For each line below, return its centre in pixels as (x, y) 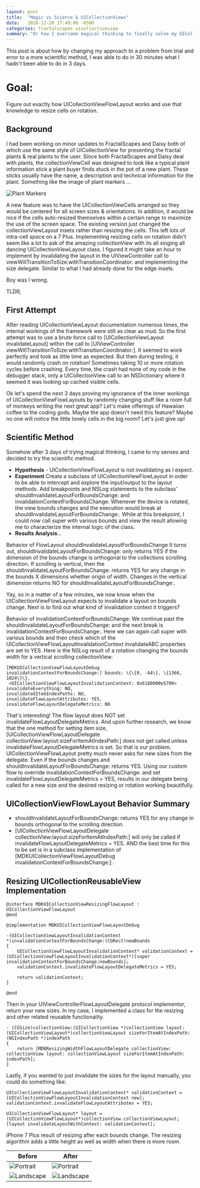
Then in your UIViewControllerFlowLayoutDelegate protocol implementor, (96, 1004)
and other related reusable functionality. (55, 1017)
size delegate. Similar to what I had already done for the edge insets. (90, 268)
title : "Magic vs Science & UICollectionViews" (68, 17)
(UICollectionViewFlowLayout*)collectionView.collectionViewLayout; (93, 1119)
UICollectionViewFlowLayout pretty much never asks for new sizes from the (99, 753)
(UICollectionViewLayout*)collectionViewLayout (66, 1033)
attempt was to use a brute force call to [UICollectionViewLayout (85, 337)
